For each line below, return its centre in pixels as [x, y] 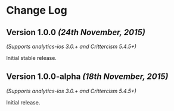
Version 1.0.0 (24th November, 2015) [76, 32]
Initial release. [23, 102]
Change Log [37, 10]
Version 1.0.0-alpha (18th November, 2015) [87, 77]
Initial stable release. [31, 58]
